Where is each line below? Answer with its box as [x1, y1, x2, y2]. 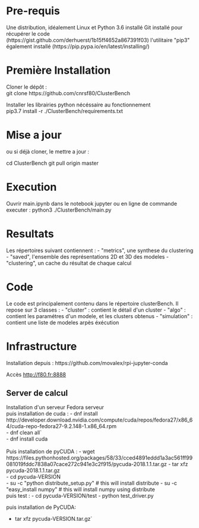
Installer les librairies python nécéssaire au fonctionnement [6, 101, 151, 108]
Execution [6, 180, 57, 194]
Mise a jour [6, 128, 62, 142]
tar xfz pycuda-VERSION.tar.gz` [14, 516, 93, 523]
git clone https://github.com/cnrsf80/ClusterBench [6, 89, 131, 96]
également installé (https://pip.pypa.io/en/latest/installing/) [6, 43, 150, 50]
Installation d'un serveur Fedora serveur [6, 404, 104, 411]
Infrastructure [6, 340, 77, 353]
